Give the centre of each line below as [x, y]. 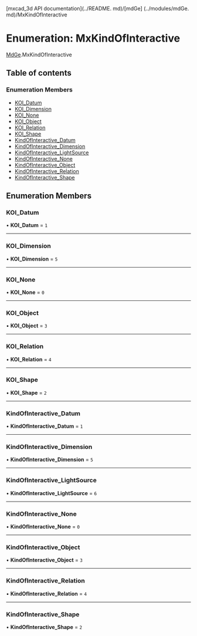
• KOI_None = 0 [26, 292]
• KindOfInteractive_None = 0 [43, 526]
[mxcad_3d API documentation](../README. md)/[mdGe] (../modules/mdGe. [98, 9]
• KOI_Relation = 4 [29, 359]
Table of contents [39, 73]
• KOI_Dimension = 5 [32, 259]
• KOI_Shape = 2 [26, 393]
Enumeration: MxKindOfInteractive [93, 38]
